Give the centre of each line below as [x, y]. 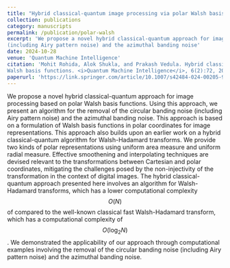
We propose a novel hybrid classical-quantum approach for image [100, 96]
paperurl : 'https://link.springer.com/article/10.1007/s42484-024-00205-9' [117, 77]
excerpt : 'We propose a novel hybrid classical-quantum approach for [108, 39]
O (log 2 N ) [115, 231]
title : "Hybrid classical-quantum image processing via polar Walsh [107, 13]
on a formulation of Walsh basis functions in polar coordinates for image [109, 125]
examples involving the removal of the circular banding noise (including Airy [114, 250]
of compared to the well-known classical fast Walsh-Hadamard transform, [112, 212]
